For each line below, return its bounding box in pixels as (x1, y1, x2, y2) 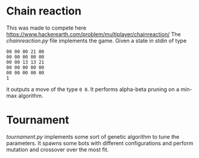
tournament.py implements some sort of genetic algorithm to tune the (6, 133, 180, 140)
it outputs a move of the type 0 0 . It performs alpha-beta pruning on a (6, 86, 180, 93)
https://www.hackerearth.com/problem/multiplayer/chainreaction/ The (6, 30, 181, 37)
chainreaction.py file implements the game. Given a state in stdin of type (6, 37, 187, 44)
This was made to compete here (6, 24, 86, 31)
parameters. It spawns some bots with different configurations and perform (6, 139, 194, 147)
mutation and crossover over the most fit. (6, 146, 109, 153)
